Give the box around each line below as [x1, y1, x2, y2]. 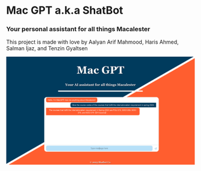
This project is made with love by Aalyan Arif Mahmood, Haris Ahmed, [6, 38, 179, 45]
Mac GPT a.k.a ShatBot [6, 4, 124, 17]
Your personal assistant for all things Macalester [6, 25, 151, 33]
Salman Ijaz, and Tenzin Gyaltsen [6, 45, 88, 52]
